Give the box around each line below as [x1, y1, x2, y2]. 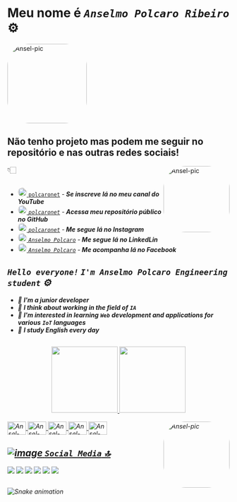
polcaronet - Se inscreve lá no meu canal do [28, 189, 160, 198]
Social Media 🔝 [44, 448, 111, 459]
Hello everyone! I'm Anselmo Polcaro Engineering [7, 267, 228, 277]
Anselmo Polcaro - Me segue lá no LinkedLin [28, 235, 159, 244]
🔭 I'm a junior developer [17, 295, 90, 304]
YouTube [17, 197, 44, 205]
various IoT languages [17, 318, 86, 326]
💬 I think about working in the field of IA [17, 303, 137, 311]
